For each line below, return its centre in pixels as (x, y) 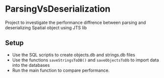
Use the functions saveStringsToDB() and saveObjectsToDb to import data (85, 60)
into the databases (31, 65)
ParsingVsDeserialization (58, 9)
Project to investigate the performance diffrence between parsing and (75, 22)
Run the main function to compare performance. (61, 70)
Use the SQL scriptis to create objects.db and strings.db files (74, 55)
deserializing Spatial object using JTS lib (46, 27)
